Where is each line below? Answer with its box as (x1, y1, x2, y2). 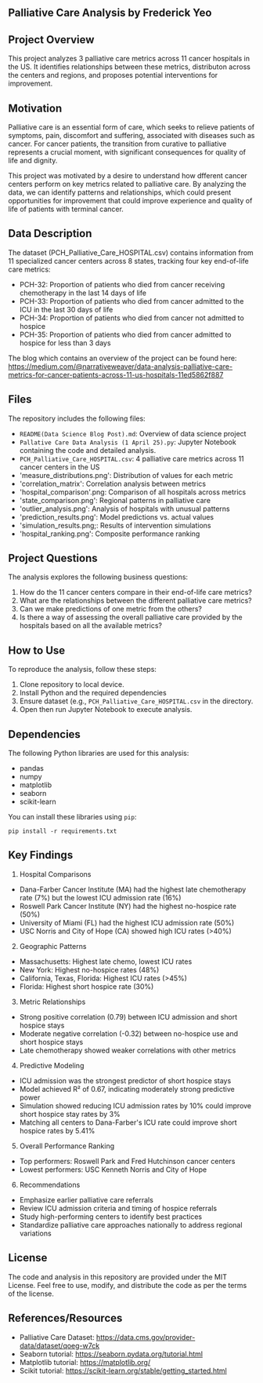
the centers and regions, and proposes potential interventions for (8, 71, 218, 80)
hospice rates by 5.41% (19, 1126, 95, 1135)
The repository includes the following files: (8, 414, 146, 423)
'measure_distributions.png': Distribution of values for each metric (19, 470, 233, 480)
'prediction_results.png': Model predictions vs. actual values (19, 512, 214, 521)
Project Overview (8, 33, 95, 46)
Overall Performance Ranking (19, 1141, 115, 1151)
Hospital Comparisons (19, 869, 92, 878)
